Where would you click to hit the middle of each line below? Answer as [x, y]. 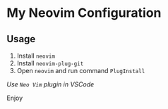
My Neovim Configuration [84, 13]
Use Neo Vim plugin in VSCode [50, 84]
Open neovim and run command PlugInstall [81, 71]
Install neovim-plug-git [50, 63]
